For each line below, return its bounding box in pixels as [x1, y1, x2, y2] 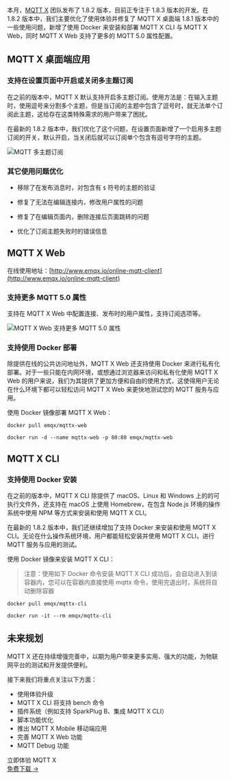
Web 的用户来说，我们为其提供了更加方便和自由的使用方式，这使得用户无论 [7, 376, 220, 385]
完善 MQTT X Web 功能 [16, 732, 83, 741]
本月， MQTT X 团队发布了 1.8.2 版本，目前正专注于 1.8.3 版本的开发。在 [7, 6, 209, 14]
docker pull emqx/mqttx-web [7, 422, 88, 429]
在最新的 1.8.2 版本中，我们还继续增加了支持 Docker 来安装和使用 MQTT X [7, 523, 216, 531]
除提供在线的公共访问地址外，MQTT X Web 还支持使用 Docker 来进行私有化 [7, 359, 220, 368]
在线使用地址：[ [7, 266, 52, 274]
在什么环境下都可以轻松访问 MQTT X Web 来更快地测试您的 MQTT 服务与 [7, 385, 214, 394]
